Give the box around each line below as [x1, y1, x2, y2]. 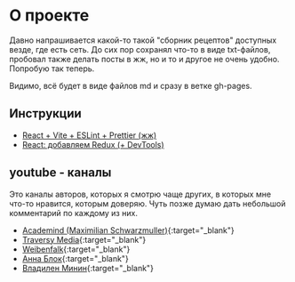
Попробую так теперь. [9, 63, 95, 74]
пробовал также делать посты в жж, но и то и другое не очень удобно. [9, 53, 280, 64]
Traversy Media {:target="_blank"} [21, 234, 147, 245]
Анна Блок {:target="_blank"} [21, 253, 129, 263]
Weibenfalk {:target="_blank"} [21, 244, 131, 254]
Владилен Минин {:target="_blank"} [21, 262, 154, 273]
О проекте [9, 5, 90, 26]
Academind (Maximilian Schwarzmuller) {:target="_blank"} [21, 224, 235, 236]
